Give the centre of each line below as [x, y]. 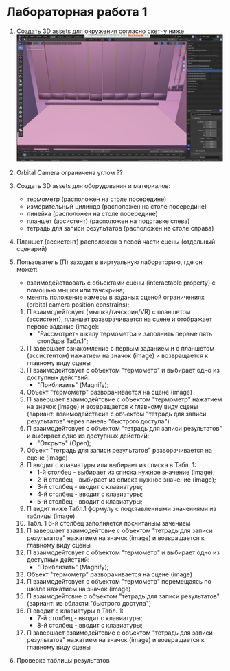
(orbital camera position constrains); [78, 305]
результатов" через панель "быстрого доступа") [98, 421]
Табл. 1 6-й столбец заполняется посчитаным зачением [108, 523]
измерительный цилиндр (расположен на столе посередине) [117, 207]
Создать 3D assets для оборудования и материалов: [93, 186]
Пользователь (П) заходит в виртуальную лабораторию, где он [110, 262]
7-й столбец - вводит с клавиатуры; [90, 618]
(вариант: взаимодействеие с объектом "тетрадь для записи [116, 414]
